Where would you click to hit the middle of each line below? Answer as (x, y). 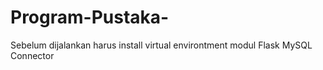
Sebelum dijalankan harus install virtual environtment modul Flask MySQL (161, 45)
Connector (32, 55)
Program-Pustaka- (90, 17)
